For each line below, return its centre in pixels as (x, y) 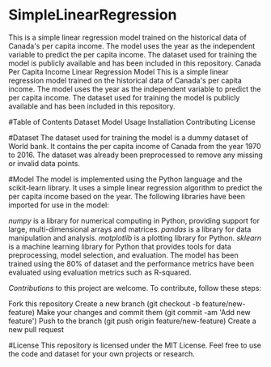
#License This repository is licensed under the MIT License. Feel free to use (135, 345)
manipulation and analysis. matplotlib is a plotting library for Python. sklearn (135, 237)
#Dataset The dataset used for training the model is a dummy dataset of (128, 137)
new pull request (36, 329)
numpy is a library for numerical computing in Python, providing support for (134, 220)
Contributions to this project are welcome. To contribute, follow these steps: (135, 288)
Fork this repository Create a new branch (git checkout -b (104, 303)
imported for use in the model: (59, 205)
